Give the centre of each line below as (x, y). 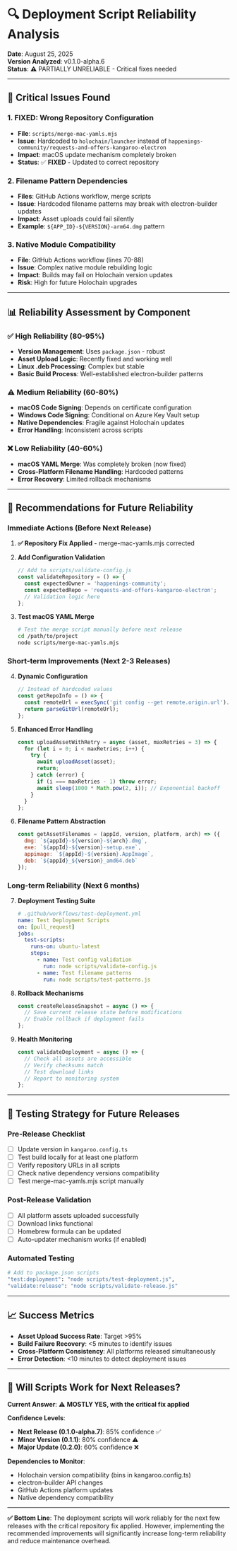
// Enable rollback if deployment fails (84, 1019)
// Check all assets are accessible (78, 1059)
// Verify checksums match (64, 1065)
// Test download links (59, 1072)
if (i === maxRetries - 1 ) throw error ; (97, 782)
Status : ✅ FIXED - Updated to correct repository (88, 162)
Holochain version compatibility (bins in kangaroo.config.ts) (104, 1475)
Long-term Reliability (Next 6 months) (73, 885)
